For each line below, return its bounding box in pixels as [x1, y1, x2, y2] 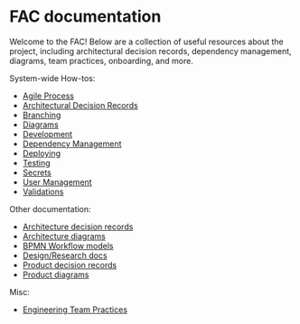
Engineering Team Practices [22, 304, 128, 315]
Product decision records [22, 259, 117, 270]
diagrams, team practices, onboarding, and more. [9, 55, 194, 66]
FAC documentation [9, 6, 162, 27]
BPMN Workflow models [22, 240, 114, 251]
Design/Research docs [22, 250, 108, 261]
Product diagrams [22, 269, 89, 280]
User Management [22, 176, 92, 187]
